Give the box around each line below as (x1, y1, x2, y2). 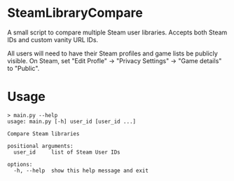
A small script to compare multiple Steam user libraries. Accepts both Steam (7, 28, 228, 36)
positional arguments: (7, 142, 74, 149)
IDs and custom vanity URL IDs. (7, 35, 99, 43)
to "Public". (7, 64, 40, 72)
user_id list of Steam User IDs (13, 149, 121, 156)
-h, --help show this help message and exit (13, 167, 149, 174)
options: (7, 161, 33, 168)
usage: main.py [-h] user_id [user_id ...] (7, 118, 137, 125)
